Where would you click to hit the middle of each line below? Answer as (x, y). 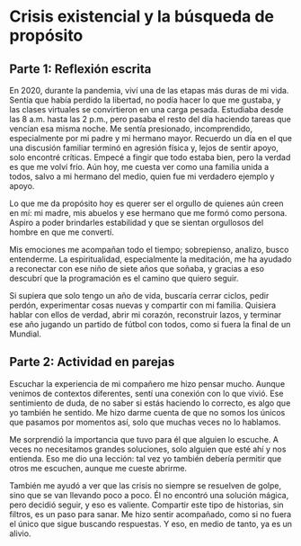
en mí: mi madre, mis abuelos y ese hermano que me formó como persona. (148, 213)
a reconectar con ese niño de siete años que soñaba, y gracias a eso (137, 269)
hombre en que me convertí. (62, 232)
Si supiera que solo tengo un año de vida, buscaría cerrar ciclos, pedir (139, 295)
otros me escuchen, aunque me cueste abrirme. (98, 468)
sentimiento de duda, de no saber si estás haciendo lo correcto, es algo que (150, 403)
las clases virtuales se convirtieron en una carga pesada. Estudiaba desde (146, 109)
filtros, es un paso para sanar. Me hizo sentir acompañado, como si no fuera (150, 514)
